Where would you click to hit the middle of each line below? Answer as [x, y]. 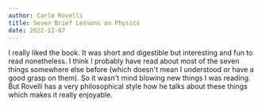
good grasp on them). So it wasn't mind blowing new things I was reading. [129, 78]
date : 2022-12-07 [37, 30]
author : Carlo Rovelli [46, 15]
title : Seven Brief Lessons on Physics [74, 23]
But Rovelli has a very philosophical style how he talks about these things [128, 86]
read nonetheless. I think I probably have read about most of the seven [124, 61]
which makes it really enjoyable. [60, 95]
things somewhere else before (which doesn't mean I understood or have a [131, 70]
